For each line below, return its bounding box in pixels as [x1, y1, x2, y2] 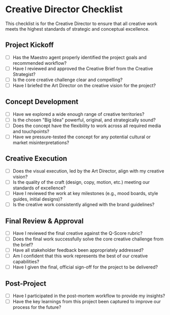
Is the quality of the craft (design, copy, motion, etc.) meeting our [12, 179, 150, 185]
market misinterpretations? [12, 139, 69, 146]
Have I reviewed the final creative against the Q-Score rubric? [12, 230, 143, 236]
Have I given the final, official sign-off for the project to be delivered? [12, 264, 158, 270]
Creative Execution [5, 154, 67, 163]
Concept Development [5, 98, 79, 106]
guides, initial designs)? [12, 196, 63, 202]
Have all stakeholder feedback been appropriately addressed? [12, 247, 144, 253]
